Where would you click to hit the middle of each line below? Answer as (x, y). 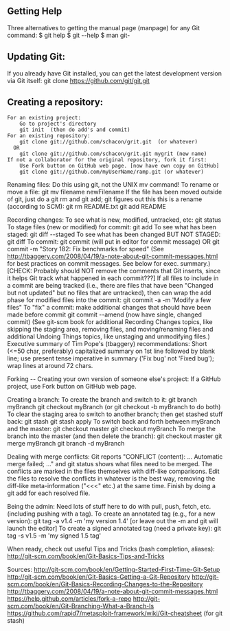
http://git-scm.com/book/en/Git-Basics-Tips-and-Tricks (86, 556)
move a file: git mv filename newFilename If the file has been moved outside (115, 192)
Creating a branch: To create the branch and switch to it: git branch (102, 400)
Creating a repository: (55, 102)
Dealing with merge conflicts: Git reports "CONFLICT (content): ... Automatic (115, 457)
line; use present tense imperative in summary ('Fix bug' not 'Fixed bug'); (111, 358)
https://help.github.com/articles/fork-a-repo (69, 599)
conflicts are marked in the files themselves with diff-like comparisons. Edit (113, 471)
